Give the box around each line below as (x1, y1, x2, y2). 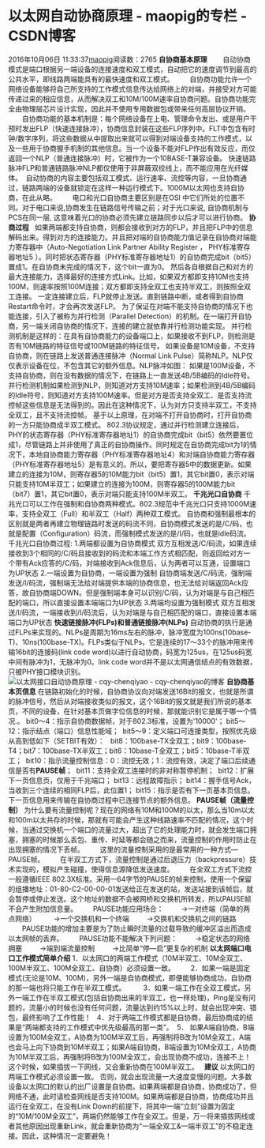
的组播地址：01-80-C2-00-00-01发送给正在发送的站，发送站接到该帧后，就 (8, 884, 254, 894)
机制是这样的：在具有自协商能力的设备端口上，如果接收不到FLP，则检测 (14, 331, 249, 341)
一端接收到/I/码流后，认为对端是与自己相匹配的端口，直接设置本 (42, 608, 250, 617)
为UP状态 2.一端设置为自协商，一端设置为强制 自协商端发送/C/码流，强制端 (8, 568, 252, 578)
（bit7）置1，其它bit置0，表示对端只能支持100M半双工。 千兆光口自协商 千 (8, 489, 251, 499)
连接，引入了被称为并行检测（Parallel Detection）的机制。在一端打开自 (14, 311, 245, 321)
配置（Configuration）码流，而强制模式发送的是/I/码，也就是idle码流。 (21, 529, 251, 538)
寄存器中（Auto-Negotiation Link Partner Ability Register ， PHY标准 (14, 242, 237, 251)
